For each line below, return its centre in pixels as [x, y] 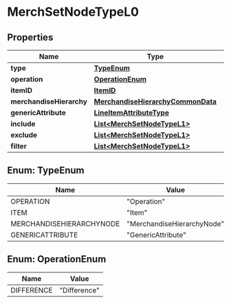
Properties [30, 37]
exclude [24, 135]
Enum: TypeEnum [46, 171]
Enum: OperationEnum [57, 259]
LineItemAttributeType [132, 113]
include [23, 124]
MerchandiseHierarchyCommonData [155, 102]
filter [19, 146]
